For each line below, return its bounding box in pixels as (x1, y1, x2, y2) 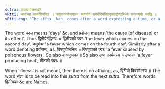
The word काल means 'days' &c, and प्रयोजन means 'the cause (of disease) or (5, 30, 159, 36)
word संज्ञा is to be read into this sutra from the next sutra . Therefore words (5, 73, 156, 79)
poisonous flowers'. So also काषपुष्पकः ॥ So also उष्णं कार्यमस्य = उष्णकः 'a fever (5, 52, 152, 58)
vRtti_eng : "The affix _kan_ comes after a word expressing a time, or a (5, 16, 161, 21)
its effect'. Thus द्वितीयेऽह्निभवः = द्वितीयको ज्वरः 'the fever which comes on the (5, 36, 147, 42)
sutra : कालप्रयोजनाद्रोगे (5, 7, 42, 12)
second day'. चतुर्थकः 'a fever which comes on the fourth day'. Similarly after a (5, 41, 161, 47)
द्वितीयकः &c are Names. (5, 79, 49, 85)
